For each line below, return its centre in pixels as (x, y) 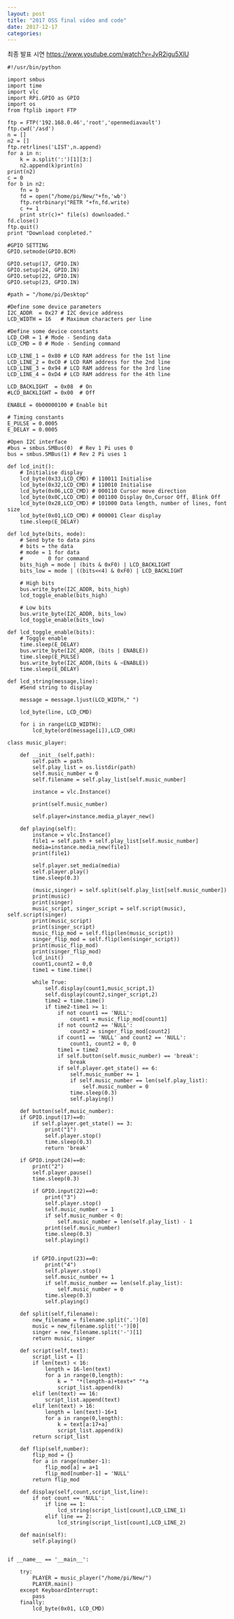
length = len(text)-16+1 (81, 1412)
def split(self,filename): (59, 1314)
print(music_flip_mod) (66, 946)
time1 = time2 (78, 1050)
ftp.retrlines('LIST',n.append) (54, 147)
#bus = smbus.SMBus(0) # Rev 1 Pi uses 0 (70, 448)
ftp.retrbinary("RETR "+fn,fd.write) (75, 203)
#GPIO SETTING (28, 246)
